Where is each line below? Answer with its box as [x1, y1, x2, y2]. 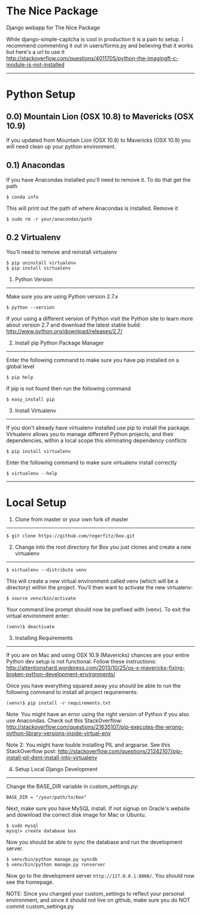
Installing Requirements [14, 634, 73, 641]
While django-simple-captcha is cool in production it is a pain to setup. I [6, 35, 184, 42]
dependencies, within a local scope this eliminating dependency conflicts [6, 437, 187, 444]
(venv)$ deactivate [6, 623, 55, 629]
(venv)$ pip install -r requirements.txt [6, 700, 111, 706]
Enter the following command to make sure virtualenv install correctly [6, 459, 178, 466]
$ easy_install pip [6, 396, 55, 402]
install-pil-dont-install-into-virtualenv [6, 754, 98, 761]
